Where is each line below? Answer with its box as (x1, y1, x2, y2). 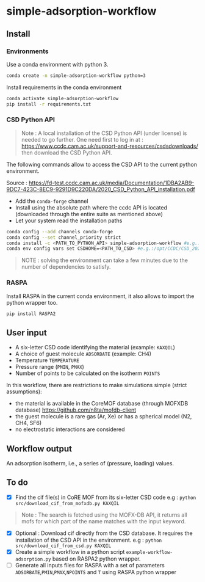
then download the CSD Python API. (21, 148, 112, 156)
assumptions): (6, 388, 42, 395)
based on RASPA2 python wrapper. (52, 555, 141, 562)
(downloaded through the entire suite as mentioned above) (15, 210, 164, 217)
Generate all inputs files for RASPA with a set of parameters (15, 562, 165, 569)
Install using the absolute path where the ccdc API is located (15, 203, 168, 211)
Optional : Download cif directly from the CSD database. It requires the (15, 529, 193, 537)
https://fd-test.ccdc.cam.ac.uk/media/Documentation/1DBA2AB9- (28, 179, 195, 186)
